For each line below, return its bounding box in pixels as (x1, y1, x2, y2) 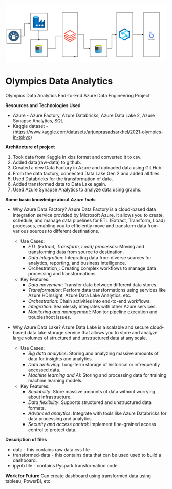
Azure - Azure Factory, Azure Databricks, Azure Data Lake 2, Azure (12, 112, 155, 119)
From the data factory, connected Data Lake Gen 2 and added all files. (12, 171, 161, 177)
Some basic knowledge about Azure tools (5, 197, 96, 203)
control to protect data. (28, 427, 77, 433)
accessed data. (28, 367, 60, 373)
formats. (28, 405, 46, 411)
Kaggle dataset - (12, 123, 49, 130)
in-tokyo (12, 134, 31, 140)
